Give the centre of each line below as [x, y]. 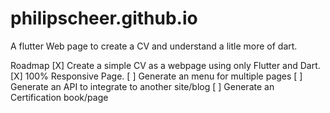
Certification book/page [59, 97]
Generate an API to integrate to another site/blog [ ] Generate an [142, 86]
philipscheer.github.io [104, 18]
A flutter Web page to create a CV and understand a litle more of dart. [154, 46]
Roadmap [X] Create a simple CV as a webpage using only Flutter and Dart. [165, 65]
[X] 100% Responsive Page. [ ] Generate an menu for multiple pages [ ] [156, 76]
